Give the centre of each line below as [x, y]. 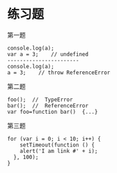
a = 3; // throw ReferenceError [59, 73]
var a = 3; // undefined [48, 54]
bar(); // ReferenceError [48, 105]
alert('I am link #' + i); [59, 151]
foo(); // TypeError [40, 99]
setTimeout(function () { [57, 145]
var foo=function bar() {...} [53, 112]
